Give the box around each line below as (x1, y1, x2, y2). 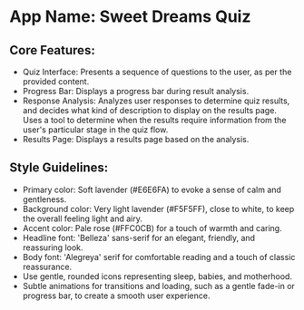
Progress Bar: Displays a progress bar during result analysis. (22, 86, 250, 96)
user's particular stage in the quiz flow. (22, 124, 169, 135)
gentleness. (22, 193, 67, 205)
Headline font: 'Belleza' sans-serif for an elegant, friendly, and (22, 232, 256, 243)
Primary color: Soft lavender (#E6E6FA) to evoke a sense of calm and (22, 184, 281, 195)
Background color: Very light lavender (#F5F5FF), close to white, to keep (22, 203, 295, 214)
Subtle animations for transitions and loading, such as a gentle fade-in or (22, 280, 295, 291)
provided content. (22, 76, 90, 87)
